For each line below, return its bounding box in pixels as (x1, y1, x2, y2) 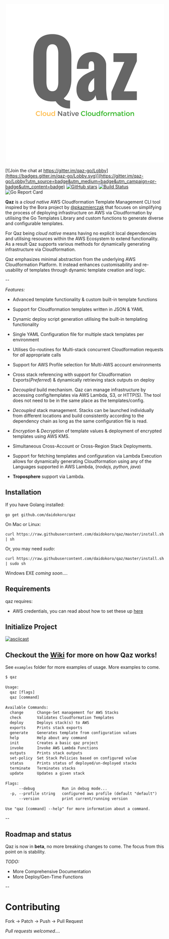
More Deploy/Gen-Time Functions (12, 874, 83, 880)
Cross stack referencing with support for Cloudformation (12, 371, 131, 378)
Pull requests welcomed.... (5, 928, 61, 934)
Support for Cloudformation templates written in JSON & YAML (12, 306, 144, 312)
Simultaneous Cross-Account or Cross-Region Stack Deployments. (12, 443, 153, 449)
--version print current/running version (18, 796, 128, 802)
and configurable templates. (5, 220, 64, 227)
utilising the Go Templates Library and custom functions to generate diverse (5, 215, 163, 221)
